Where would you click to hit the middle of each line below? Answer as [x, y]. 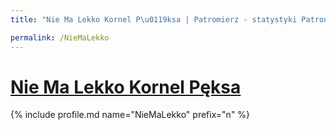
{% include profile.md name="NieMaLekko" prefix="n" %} [130, 115]
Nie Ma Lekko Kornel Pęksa [126, 87]
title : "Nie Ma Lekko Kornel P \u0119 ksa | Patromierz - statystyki [154, 19]
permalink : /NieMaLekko [60, 37]
